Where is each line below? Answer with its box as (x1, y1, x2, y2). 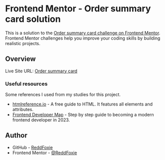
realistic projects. (5, 40, 41, 46)
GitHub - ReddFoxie (12, 144, 53, 150)
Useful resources (5, 80, 48, 87)
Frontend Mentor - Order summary (5, 3, 151, 14)
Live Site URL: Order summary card (5, 68, 78, 74)
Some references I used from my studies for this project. (5, 92, 121, 98)
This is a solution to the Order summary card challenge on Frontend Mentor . (5, 30, 161, 36)
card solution (5, 13, 61, 25)
